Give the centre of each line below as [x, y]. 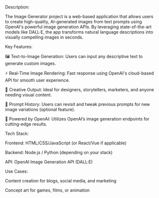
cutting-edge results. [26, 124]
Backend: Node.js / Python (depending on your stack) [59, 152]
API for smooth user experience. [37, 80]
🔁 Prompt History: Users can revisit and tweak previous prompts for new [78, 104]
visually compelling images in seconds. [44, 37]
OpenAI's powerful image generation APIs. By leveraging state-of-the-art [78, 27]
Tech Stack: [17, 133]
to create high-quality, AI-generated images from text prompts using [74, 22]
